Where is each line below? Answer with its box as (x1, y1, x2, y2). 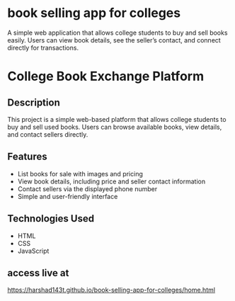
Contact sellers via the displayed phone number (17, 184, 158, 193)
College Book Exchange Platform (7, 69, 204, 84)
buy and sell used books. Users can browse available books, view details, (7, 123, 222, 131)
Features (7, 151, 47, 163)
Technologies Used (7, 212, 94, 225)
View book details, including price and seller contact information (17, 177, 206, 186)
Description (7, 96, 60, 108)
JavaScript (17, 246, 50, 255)
